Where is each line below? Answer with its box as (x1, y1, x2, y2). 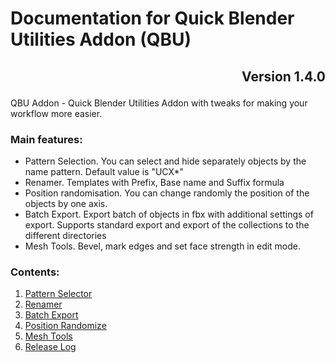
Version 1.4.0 (241, 68, 326, 85)
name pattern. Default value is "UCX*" (24, 165, 184, 177)
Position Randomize (24, 320, 107, 332)
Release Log (24, 341, 77, 353)
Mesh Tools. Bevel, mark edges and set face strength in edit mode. (24, 240, 302, 252)
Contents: (10, 265, 60, 279)
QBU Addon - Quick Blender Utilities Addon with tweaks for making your (10, 97, 308, 109)
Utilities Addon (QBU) (10, 28, 192, 51)
